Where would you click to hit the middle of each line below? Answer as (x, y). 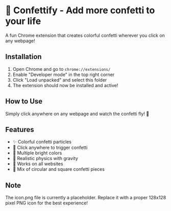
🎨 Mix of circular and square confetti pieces (58, 169)
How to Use (24, 101)
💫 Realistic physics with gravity (45, 159)
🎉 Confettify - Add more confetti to (80, 10)
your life (23, 21)
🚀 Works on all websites (38, 164)
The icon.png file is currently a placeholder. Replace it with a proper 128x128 (86, 198)
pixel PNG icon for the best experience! (47, 203)
